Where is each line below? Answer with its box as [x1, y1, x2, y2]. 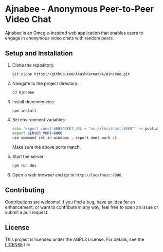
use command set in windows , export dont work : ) [12, 136, 117, 140]
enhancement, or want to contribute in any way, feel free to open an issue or [5, 204, 159, 210]
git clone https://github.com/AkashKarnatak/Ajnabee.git [12, 72, 130, 77]
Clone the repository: [12, 62, 55, 68]
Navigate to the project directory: [12, 80, 79, 86]
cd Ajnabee [12, 90, 35, 95]
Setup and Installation [5, 49, 73, 58]
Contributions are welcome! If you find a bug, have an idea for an [5, 199, 135, 205]
